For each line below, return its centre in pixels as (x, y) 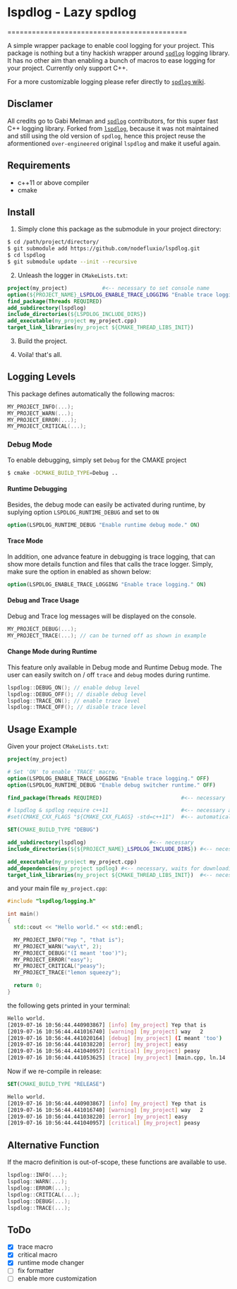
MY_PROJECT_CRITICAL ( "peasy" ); (60, 966)
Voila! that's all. (39, 355)
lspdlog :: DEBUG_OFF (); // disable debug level (77, 694)
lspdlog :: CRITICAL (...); (44, 1194)
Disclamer (30, 104)
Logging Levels (42, 377)
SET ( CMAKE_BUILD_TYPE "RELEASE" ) (56, 1084)
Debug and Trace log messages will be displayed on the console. (102, 616)
